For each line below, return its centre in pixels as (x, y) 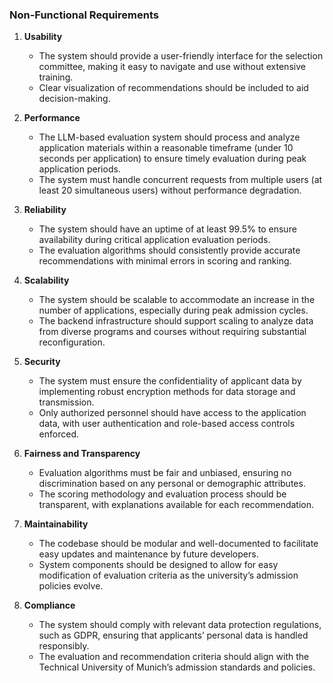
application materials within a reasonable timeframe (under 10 (166, 148)
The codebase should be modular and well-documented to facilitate (178, 544)
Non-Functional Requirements (84, 15)
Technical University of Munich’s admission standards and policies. (177, 667)
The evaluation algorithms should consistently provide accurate (169, 250)
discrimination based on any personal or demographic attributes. (172, 484)
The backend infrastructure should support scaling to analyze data (176, 321)
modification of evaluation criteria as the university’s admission (168, 575)
